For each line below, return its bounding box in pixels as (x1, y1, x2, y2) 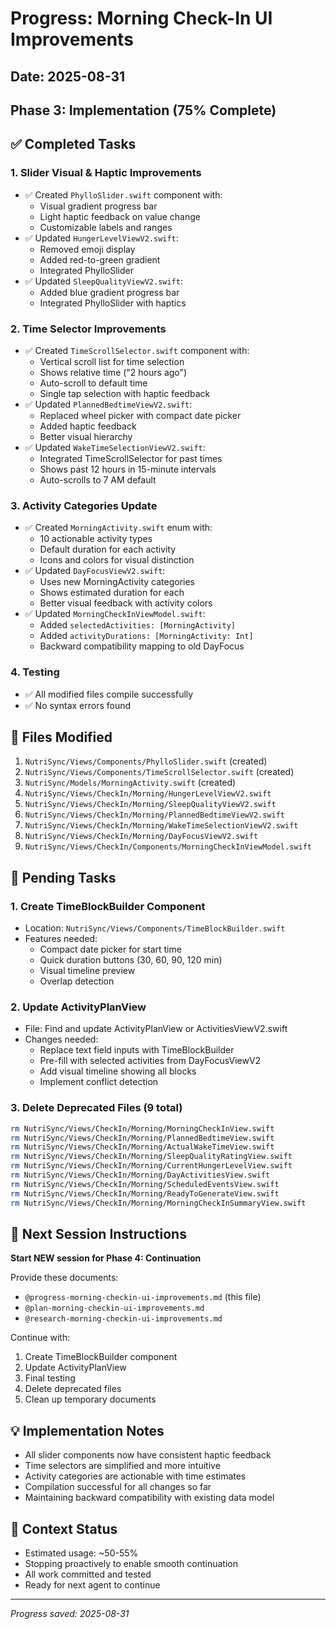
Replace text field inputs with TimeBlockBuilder (39, 1044, 235, 1056)
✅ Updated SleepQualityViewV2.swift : (24, 275, 183, 287)
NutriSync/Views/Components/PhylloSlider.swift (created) (24, 755, 268, 767)
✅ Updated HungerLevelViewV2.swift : (24, 232, 179, 244)
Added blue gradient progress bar (39, 286, 180, 298)
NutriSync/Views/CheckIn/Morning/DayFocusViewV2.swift (24, 832, 259, 842)
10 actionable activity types (39, 533, 153, 545)
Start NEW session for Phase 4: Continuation (10, 1252, 202, 1264)
